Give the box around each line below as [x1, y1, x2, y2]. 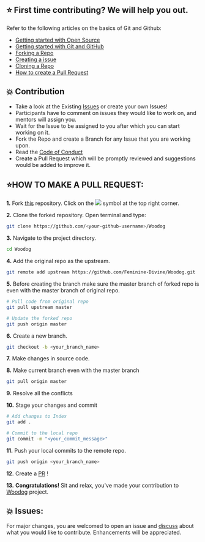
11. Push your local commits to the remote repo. [6, 447, 127, 454]
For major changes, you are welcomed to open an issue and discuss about [6, 522, 194, 529]
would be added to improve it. [15, 161, 91, 168]
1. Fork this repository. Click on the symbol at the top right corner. [6, 199, 179, 207]
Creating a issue [15, 56, 57, 63]
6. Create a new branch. [6, 332, 67, 340]
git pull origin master [6, 379, 67, 385]
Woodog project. [6, 488, 49, 496]
